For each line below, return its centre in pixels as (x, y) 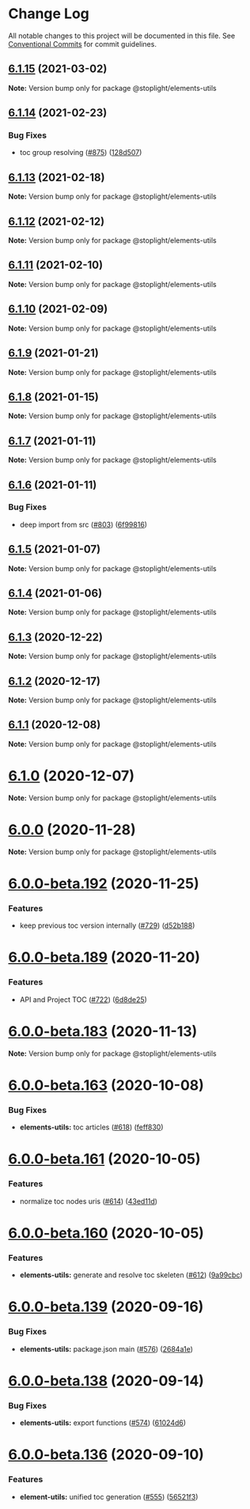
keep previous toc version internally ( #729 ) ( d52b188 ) (107, 925)
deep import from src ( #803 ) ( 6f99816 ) (83, 524)
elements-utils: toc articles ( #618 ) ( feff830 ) (91, 1127)
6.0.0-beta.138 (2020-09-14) (106, 1380)
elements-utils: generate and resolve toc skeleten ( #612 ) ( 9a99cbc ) (131, 1275)
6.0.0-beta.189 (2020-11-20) (104, 957)
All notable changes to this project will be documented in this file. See (122, 36)
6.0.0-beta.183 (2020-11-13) (103, 1031)
